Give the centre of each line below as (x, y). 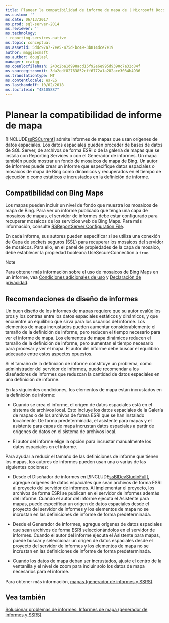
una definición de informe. (32, 380)
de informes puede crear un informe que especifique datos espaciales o (80, 166)
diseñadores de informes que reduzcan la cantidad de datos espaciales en (82, 374)
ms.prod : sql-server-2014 (32, 24)
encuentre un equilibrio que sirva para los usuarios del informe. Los (75, 322)
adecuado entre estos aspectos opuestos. (49, 354)
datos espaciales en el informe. (45, 447)
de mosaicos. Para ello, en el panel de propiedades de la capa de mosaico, (83, 247)
